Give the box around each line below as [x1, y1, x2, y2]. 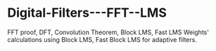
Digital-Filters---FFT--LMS [7, 5, 167, 21]
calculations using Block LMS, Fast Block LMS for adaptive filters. [7, 35, 197, 43]
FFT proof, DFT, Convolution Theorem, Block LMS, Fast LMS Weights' [7, 28, 210, 36]
